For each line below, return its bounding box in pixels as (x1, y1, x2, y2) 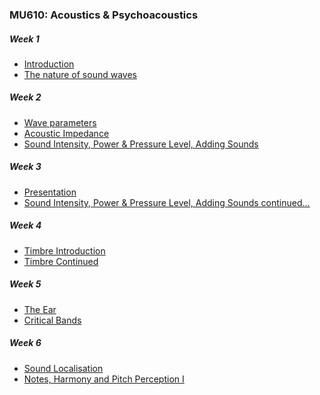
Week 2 (9, 91, 42, 103)
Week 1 (9, 33, 40, 45)
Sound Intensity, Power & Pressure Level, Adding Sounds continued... (23, 196, 311, 208)
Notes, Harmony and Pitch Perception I (23, 373, 185, 385)
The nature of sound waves (23, 68, 137, 80)
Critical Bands (23, 314, 82, 326)
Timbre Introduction (23, 244, 106, 257)
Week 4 (9, 219, 42, 232)
